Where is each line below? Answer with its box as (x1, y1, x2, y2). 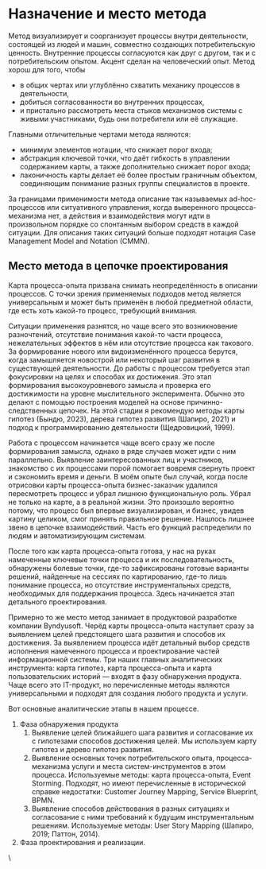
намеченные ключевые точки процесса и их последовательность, (8, 554, 234, 564)
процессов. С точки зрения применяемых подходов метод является (8, 289, 241, 298)
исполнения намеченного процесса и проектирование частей (8, 646, 220, 656)
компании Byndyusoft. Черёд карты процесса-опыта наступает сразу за (8, 621, 255, 630)
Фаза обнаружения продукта (19, 719, 119, 728)
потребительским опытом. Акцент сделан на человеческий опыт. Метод (8, 56, 256, 66)
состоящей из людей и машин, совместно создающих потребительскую (8, 39, 256, 48)
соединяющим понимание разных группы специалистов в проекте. (19, 178, 250, 188)
